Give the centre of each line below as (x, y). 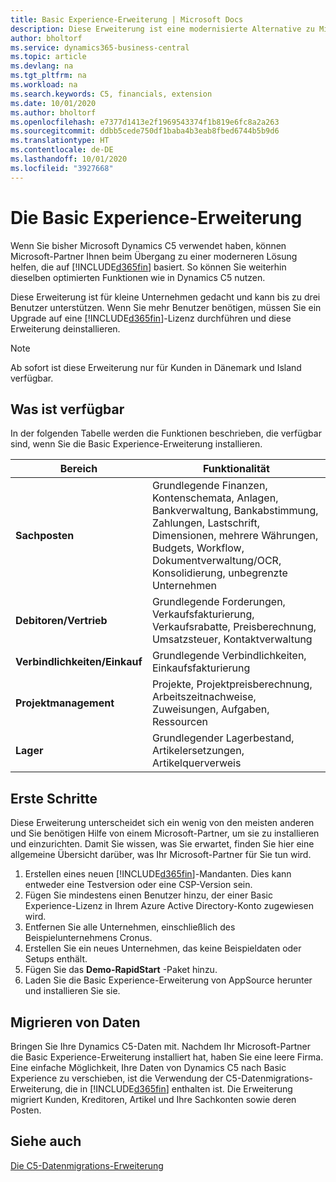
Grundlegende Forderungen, (218, 602)
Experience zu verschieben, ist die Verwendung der (117, 1078)
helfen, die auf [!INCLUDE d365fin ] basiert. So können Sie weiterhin (148, 267)
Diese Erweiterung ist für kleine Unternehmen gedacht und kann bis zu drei (165, 297)
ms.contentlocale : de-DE (62, 150)
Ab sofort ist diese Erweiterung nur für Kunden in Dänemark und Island (156, 367)
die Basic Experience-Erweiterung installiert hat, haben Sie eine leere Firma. (167, 1057)
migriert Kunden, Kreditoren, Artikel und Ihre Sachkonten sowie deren (153, 1099)
